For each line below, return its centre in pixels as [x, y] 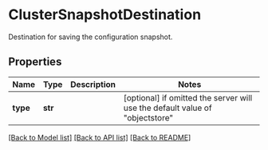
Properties [35, 62]
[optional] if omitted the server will [188, 97]
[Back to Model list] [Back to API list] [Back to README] [100, 137]
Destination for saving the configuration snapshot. [91, 37]
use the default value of [168, 108]
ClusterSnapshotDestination [105, 15]
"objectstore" [148, 117]
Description [93, 84]
